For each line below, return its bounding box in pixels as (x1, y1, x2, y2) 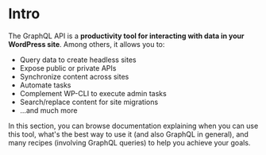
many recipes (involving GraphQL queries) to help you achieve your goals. (8, 138, 251, 147)
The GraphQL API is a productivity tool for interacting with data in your (8, 31, 245, 41)
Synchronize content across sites (19, 72, 129, 81)
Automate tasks (19, 80, 71, 90)
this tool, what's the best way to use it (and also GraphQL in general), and (8, 129, 249, 139)
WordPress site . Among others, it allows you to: (8, 39, 165, 48)
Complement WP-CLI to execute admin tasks (19, 88, 167, 98)
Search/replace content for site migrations (19, 97, 159, 107)
